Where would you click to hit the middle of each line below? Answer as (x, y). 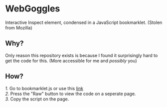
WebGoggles (33, 9)
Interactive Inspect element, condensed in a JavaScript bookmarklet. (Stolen (84, 22)
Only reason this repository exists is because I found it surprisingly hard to (82, 55)
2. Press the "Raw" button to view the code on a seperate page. (71, 94)
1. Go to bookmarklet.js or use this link (44, 88)
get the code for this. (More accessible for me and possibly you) (71, 61)
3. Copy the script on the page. (37, 99)
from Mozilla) (19, 27)
